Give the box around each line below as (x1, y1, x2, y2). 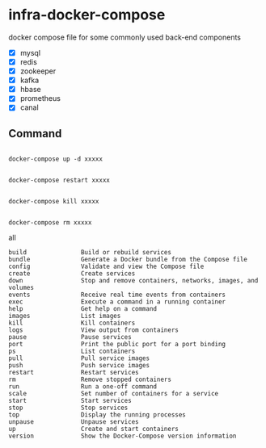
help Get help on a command (8, 305, 158, 313)
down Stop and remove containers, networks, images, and (8, 277, 259, 285)
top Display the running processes (8, 411, 186, 419)
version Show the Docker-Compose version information (8, 432, 237, 441)
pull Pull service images (8, 354, 150, 362)
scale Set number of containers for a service (8, 390, 219, 398)
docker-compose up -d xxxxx (8, 155, 103, 163)
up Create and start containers (8, 425, 179, 433)
